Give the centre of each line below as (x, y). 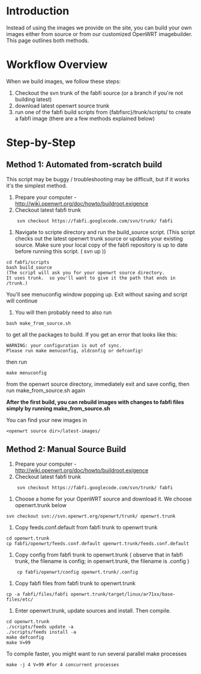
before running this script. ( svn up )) (60, 251)
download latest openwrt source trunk (62, 106)
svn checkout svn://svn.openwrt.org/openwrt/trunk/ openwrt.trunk (91, 516)
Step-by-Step (41, 143)
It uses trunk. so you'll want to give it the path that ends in (91, 278)
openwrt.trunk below (41, 505)
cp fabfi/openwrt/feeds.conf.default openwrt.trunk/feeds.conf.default (97, 543)
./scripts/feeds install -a (41, 632)
